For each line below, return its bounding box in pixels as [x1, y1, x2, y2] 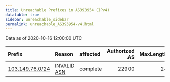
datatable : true [5, 12, 39, 17]
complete [79, 65, 102, 72]
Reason [55, 51, 73, 58]
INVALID [55, 62, 75, 69]
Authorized [107, 48, 135, 55]
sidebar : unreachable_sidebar [5, 17, 69, 22]
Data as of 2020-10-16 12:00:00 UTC [5, 35, 82, 42]
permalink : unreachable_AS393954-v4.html [5, 21, 94, 27]
